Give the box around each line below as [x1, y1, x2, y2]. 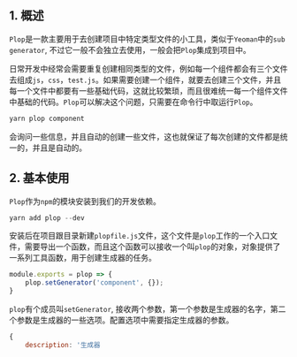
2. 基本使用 [9, 171, 70, 186]
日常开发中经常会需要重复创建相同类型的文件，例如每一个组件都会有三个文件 [9, 63, 288, 73]
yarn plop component [9, 114, 86, 123]
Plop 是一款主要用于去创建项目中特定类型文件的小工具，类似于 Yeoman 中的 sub [9, 34, 286, 44]
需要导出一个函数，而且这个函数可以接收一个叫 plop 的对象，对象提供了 [24, 241, 281, 252]
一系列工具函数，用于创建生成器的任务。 [9, 253, 156, 263]
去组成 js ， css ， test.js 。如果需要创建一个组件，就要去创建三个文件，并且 [9, 74, 281, 85]
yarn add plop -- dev [9, 213, 86, 223]
